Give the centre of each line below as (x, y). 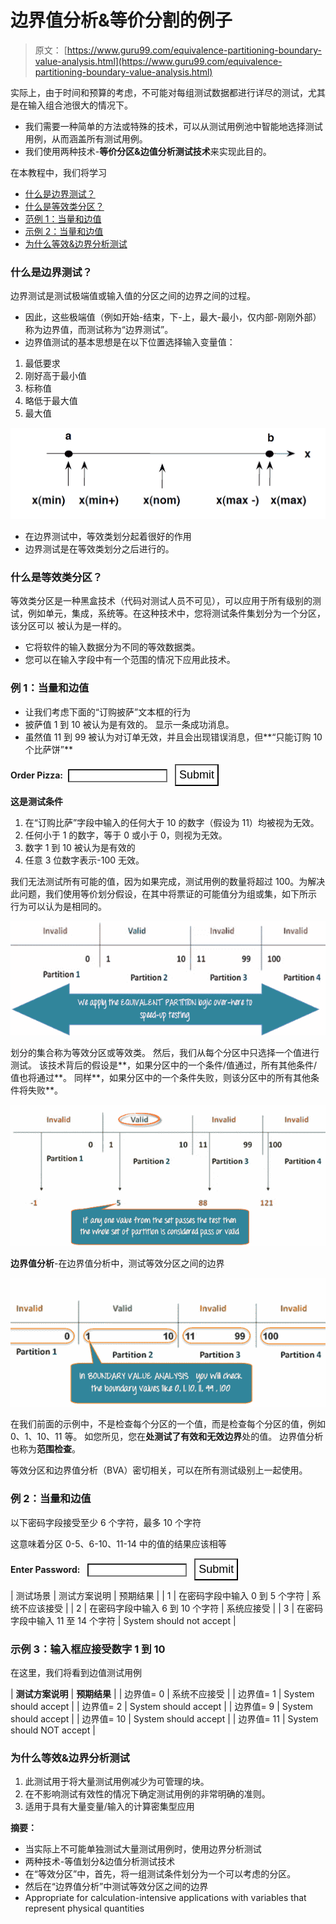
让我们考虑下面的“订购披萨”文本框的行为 (108, 712)
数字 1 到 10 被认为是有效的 (80, 847)
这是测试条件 (36, 801)
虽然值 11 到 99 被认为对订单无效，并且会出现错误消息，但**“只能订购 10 (173, 737)
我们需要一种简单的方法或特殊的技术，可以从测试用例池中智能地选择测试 (173, 126)
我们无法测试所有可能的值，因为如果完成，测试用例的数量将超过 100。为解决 (168, 881)
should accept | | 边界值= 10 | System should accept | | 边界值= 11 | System (164, 1719)
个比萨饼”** (48, 749)
